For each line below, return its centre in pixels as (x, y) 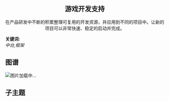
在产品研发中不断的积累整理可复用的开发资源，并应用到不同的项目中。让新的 (85, 22)
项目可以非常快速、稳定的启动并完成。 (85, 28)
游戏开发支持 (85, 9)
